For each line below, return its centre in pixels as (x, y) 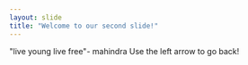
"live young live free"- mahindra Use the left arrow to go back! (124, 51)
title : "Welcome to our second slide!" (84, 26)
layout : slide (36, 17)
